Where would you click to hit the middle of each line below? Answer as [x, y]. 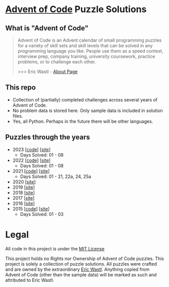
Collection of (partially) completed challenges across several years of [85, 99]
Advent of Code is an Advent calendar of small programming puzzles [90, 40]
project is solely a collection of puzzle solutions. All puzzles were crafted [81, 264]
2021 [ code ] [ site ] [31, 171]
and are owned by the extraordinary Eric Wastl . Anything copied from [77, 269]
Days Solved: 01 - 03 [42, 214]
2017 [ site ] [24, 198]
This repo [21, 87]
